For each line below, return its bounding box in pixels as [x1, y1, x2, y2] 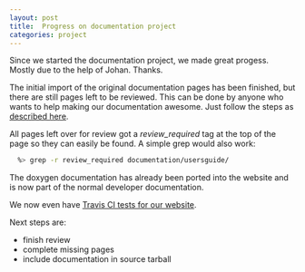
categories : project [9, 30, 88, 39]
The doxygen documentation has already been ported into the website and [9, 172, 289, 183]
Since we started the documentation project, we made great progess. [9, 55, 270, 66]
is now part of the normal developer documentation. [9, 182, 204, 193]
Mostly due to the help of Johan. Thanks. [9, 64, 163, 75]
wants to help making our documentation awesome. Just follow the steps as [9, 102, 294, 112]
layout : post [9, 13, 59, 23]
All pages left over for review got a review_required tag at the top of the [9, 129, 277, 140]
